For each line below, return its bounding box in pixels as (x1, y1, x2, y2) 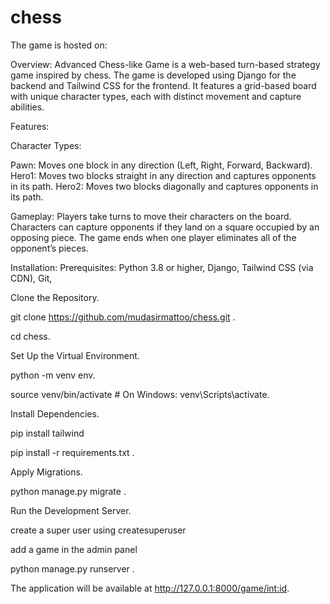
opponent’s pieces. (10, 242, 89, 254)
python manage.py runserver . (10, 562, 135, 575)
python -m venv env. (10, 369, 96, 381)
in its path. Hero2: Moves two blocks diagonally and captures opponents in (10, 180, 319, 192)
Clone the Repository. (10, 291, 100, 303)
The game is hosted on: (10, 39, 108, 51)
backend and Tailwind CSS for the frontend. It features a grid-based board (10, 79, 317, 91)
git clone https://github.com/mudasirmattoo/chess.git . (10, 311, 236, 323)
